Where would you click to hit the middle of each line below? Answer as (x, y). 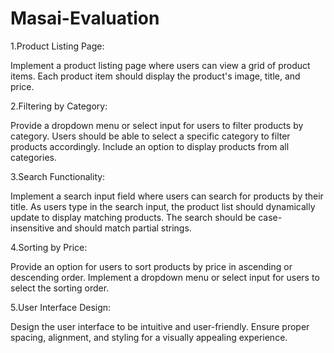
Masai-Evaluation (85, 18)
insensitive (32, 228)
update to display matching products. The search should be (133, 217)
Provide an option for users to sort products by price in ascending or (151, 266)
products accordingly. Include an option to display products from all (150, 146)
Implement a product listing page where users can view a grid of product (160, 65)
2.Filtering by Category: (59, 106)
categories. (33, 157)
